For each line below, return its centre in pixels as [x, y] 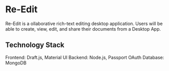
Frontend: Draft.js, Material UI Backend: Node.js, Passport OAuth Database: [85, 57]
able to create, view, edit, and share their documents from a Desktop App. [83, 29]
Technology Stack [35, 45]
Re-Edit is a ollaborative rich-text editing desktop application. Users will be [84, 23]
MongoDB [16, 63]
